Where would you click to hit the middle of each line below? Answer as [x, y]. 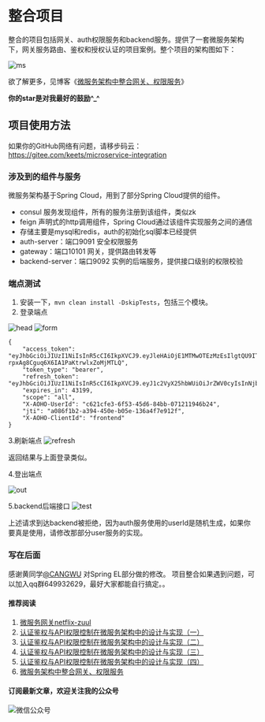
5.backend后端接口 [39, 506]
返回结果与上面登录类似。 [50, 457]
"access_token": [49, 349]
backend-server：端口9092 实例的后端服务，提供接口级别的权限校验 [131, 262]
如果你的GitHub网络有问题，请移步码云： [75, 146]
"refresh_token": [51, 377]
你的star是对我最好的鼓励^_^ [54, 98]
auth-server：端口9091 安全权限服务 [79, 242]
